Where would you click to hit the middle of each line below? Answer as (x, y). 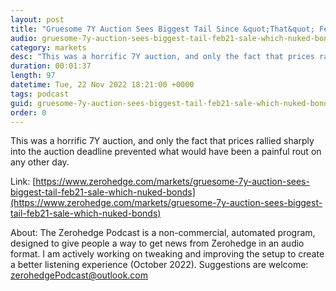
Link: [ (23, 182)
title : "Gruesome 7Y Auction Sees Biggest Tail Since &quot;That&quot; (162, 29)
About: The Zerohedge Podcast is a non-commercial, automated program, (163, 233)
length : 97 (33, 76)
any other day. (40, 162)
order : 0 (28, 112)
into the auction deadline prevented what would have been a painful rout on (166, 152)
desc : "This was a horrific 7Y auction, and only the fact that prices (162, 57)
